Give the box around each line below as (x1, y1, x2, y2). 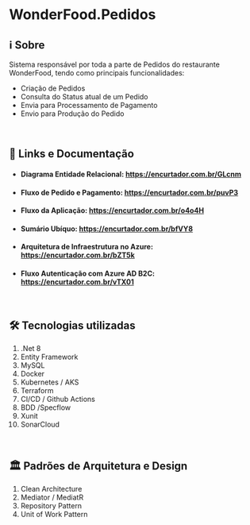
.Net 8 (20, 344, 41, 353)
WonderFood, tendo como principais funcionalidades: (9, 68, 185, 77)
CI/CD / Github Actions (20, 395, 96, 404)
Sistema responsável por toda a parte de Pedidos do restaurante (9, 60, 221, 69)
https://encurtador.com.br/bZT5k (20, 250, 136, 260)
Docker (20, 369, 45, 379)
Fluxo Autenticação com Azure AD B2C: (20, 268, 156, 278)
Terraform (20, 386, 54, 396)
